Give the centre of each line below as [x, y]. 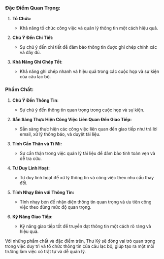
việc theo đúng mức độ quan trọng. [55, 207]
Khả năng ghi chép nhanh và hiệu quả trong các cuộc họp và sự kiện [89, 71]
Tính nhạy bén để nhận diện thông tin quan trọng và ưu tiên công [85, 202]
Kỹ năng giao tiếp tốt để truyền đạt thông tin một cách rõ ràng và [85, 226]
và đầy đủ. [30, 52]
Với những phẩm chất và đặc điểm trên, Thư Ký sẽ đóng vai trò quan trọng [80, 241]
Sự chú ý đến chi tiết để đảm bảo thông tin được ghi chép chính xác [88, 47]
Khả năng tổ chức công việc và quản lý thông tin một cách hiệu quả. [89, 28]
